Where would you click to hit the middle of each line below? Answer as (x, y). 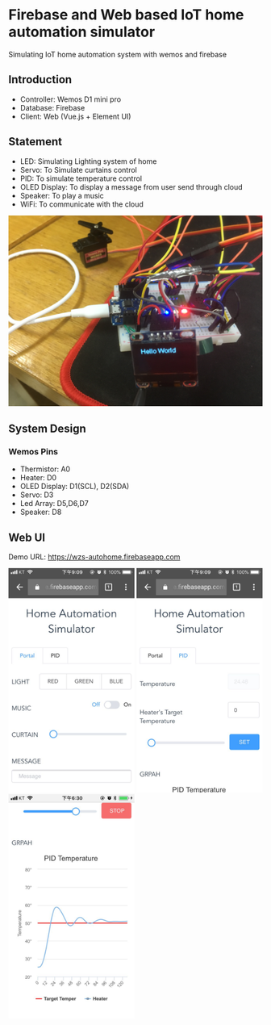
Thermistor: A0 (45, 469)
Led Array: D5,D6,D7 (54, 504)
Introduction (40, 79)
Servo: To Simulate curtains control (78, 169)
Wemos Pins (33, 451)
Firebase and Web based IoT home (126, 15)
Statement (35, 142)
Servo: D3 (37, 495)
